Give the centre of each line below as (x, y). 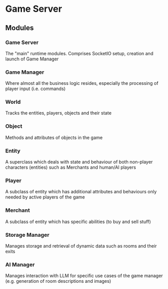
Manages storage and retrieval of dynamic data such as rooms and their (81, 246)
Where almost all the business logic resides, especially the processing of (82, 83)
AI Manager (20, 264)
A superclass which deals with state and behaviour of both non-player (79, 162)
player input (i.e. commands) (35, 89)
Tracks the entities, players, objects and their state (58, 113)
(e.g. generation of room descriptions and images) (58, 281)
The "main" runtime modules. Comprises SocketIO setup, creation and (79, 53)
